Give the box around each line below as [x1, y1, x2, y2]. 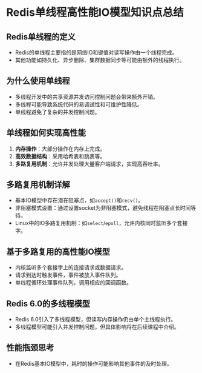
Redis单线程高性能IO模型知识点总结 [6, 5, 184, 19]
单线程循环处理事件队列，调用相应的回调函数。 [15, 279, 132, 286]
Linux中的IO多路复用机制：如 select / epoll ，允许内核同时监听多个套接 [15, 220, 188, 227]
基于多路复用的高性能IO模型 [6, 246, 111, 257]
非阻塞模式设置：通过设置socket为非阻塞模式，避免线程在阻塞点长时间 [15, 204, 191, 212]
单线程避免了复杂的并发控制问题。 [15, 108, 100, 115]
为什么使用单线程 [6, 76, 70, 86]
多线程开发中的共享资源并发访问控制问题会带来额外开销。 [15, 93, 158, 100]
